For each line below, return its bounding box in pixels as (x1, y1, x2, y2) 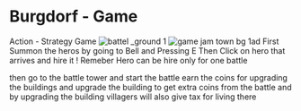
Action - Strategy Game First (9, 36, 279, 47)
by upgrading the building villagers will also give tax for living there (9, 91, 257, 102)
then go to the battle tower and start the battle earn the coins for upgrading (9, 72, 288, 82)
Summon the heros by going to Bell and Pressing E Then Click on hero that (9, 45, 286, 55)
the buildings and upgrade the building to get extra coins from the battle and (9, 81, 292, 92)
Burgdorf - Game (9, 6, 138, 27)
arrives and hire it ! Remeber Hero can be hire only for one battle (9, 55, 248, 65)
